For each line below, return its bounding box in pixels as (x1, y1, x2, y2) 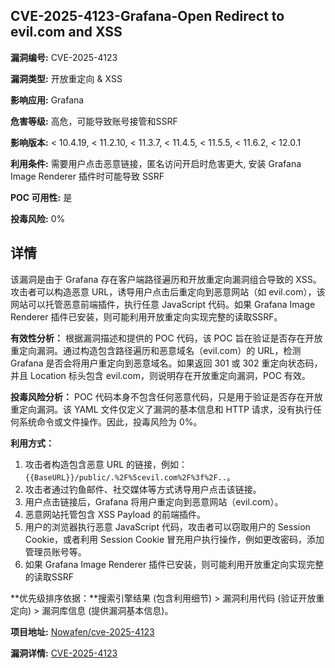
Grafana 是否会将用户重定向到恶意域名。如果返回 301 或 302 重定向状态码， (10, 357, 323, 369)
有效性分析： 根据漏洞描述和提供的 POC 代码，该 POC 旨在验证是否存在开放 (10, 332, 323, 344)
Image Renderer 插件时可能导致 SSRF (10, 170, 165, 182)
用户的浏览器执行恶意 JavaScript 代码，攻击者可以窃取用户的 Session (24, 520, 311, 533)
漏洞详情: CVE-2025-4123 (10, 647, 118, 659)
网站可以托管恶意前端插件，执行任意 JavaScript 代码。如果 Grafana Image (10, 298, 316, 310)
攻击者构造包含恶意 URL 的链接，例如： (24, 458, 188, 470)
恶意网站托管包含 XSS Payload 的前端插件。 (24, 508, 206, 520)
